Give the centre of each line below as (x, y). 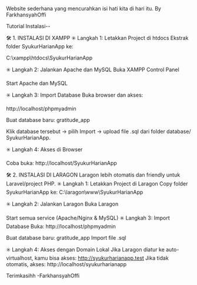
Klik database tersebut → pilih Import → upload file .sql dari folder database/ (98, 131)
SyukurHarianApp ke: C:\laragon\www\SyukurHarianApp (75, 192)
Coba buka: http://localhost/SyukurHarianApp (62, 163)
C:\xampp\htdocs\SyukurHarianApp (49, 58)
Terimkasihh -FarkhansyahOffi (43, 276)
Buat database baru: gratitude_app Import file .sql (66, 238)
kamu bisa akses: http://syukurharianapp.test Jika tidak (101, 258)
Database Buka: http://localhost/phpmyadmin (61, 226)
